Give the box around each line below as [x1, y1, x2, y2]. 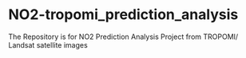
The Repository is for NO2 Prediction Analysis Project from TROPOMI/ [8, 32, 239, 41]
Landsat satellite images [8, 40, 88, 49]
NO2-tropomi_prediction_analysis [8, 6, 239, 24]
